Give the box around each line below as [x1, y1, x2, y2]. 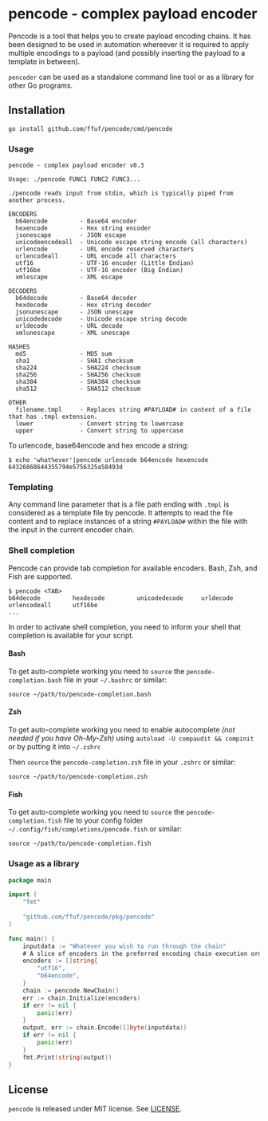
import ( [8, 890, 37, 898]
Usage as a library [8, 859, 80, 870]
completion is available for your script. [8, 630, 134, 640]
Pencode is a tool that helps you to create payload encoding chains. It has [8, 31, 251, 41]
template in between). [8, 57, 81, 66]
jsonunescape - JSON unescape [15, 308, 134, 316]
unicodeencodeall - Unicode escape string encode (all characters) [15, 239, 248, 247]
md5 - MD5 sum [15, 350, 112, 358]
